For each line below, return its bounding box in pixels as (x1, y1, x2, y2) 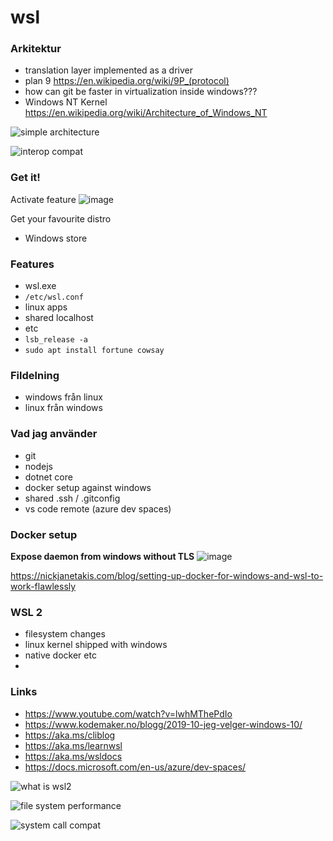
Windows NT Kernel (24, 96, 108, 108)
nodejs (24, 460, 53, 472)
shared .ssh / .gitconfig (24, 492, 121, 504)
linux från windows (24, 402, 103, 414)
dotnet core (24, 471, 73, 483)
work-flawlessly (10, 580, 77, 592)
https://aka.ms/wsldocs (24, 750, 123, 762)
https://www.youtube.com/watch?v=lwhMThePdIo (24, 707, 233, 720)
